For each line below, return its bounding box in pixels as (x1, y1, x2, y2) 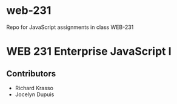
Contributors (6, 69, 56, 79)
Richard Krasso (15, 84, 53, 91)
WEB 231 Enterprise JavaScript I (6, 44, 172, 58)
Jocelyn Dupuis (15, 91, 55, 98)
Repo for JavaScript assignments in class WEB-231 (6, 23, 134, 31)
